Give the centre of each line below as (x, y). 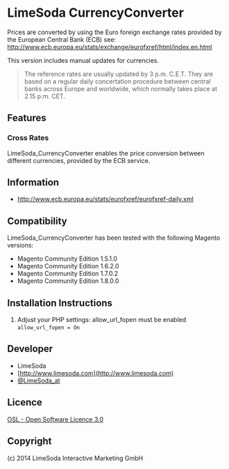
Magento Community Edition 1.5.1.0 (67, 259)
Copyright (29, 441)
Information (33, 183)
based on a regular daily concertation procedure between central (117, 81)
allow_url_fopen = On (48, 328)
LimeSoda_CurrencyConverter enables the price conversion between (106, 153)
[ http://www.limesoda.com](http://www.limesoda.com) (95, 373)
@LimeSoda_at (39, 380)
